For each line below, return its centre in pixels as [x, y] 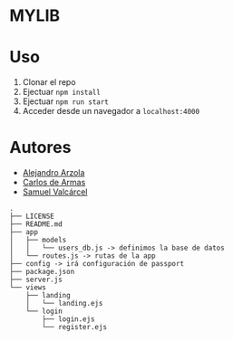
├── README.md [36, 224]
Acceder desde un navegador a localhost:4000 [111, 111]
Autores [40, 148]
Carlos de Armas [54, 183]
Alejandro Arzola [53, 173]
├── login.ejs [68, 319]
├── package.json [42, 272]
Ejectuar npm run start [65, 101]
